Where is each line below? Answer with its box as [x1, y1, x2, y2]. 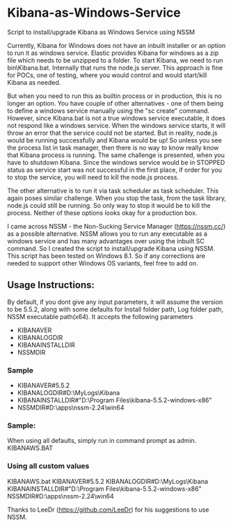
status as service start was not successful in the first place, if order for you [7, 165, 223, 174]
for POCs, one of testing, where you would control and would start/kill [7, 71, 207, 79]
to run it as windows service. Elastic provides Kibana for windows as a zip [7, 49, 219, 57]
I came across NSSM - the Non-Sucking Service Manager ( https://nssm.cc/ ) [7, 222, 226, 230]
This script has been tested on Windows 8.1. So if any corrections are [7, 252, 206, 260]
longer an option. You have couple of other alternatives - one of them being [7, 99, 224, 107]
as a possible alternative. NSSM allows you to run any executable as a [7, 229, 207, 238]
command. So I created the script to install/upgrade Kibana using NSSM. [7, 244, 216, 252]
